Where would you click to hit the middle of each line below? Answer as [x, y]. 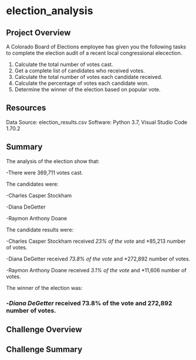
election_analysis [50, 11]
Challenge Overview [44, 329]
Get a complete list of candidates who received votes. [80, 71]
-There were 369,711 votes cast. [45, 173]
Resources [26, 108]
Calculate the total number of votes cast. [64, 64]
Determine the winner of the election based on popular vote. [87, 89]
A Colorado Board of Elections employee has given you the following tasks [96, 47]
